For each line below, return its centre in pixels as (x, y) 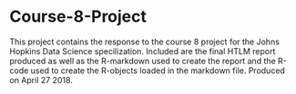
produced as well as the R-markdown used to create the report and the (143, 61)
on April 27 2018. (41, 80)
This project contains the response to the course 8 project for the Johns (145, 42)
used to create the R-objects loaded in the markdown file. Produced (158, 70)
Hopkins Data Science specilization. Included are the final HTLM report (143, 51)
